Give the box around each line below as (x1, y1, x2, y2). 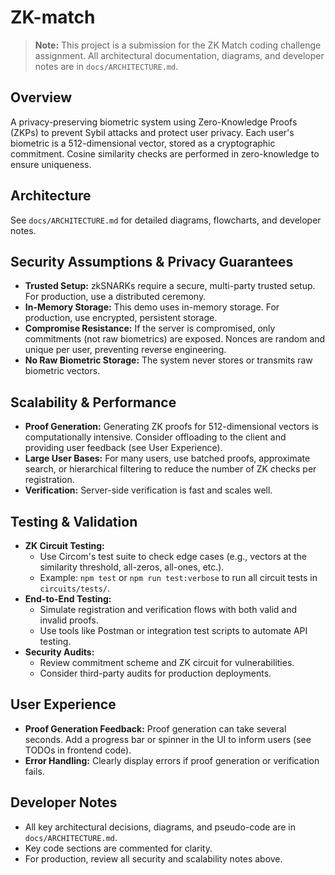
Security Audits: (24, 646, 95, 658)
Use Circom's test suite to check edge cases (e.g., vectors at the (39, 551, 307, 562)
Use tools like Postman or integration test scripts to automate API (39, 625, 308, 636)
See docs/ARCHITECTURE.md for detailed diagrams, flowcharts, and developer (10, 214, 322, 226)
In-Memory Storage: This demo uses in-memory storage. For (24, 301, 280, 313)
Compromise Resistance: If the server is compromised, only (24, 322, 276, 335)
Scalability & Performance (10, 394, 177, 411)
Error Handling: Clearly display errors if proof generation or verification (24, 754, 320, 766)
